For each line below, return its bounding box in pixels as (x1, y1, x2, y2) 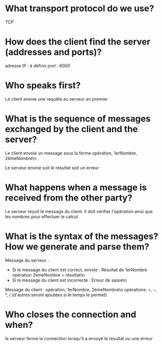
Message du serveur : (5, 257, 49, 263)
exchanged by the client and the (5, 124, 138, 134)
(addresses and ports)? (5, 47, 102, 58)
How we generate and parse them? (5, 241, 150, 252)
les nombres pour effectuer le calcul (5, 214, 78, 219)
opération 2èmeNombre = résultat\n (12, 272, 85, 278)
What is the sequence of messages (5, 113, 151, 124)
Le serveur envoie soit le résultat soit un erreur (5, 165, 99, 171)
